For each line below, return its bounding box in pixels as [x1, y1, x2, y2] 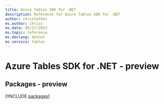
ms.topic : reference [5, 30, 48, 35]
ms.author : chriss [5, 21, 43, 26]
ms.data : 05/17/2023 [5, 26, 48, 31]
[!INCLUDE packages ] [5, 93, 50, 99]
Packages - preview [5, 80, 68, 89]
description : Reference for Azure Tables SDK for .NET [5, 12, 121, 17]
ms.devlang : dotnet [5, 35, 45, 40]
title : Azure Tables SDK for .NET [5, 7, 77, 12]
